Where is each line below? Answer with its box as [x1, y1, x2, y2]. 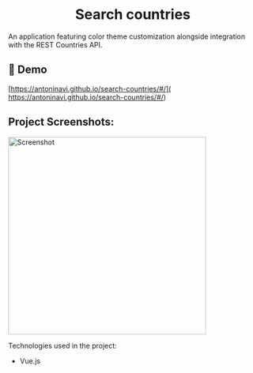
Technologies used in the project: [8, 341, 117, 350]
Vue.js [19, 356, 41, 365]
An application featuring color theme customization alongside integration [8, 32, 246, 41]
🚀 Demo [8, 63, 47, 77]
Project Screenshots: [8, 115, 115, 129]
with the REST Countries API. [8, 40, 103, 49]
